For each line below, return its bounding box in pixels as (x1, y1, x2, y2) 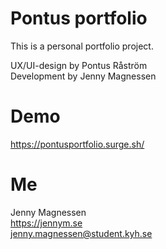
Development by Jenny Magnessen (10, 70, 157, 82)
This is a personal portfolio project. (10, 40, 154, 52)
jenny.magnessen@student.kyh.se (10, 227, 153, 239)
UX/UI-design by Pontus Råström (10, 59, 148, 71)
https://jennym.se (10, 217, 83, 229)
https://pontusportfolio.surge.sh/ (10, 138, 145, 150)
